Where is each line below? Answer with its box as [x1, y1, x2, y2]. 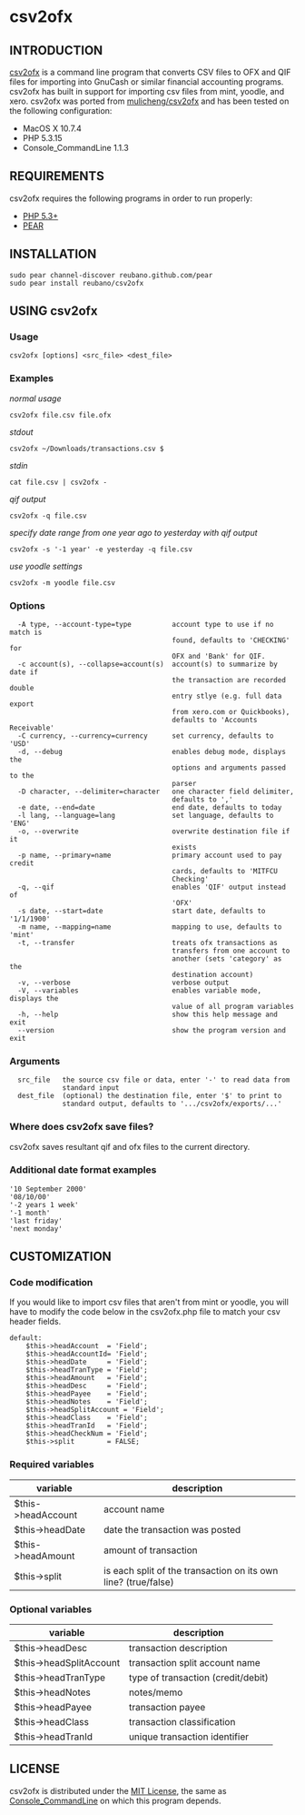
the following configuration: [9, 106, 113, 116]
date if [9, 667, 39, 677]
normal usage [9, 393, 62, 404]
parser [172, 779, 197, 788]
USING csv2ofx [9, 303, 98, 319]
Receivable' [9, 723, 54, 732]
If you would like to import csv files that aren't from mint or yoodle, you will [9, 1296, 289, 1307]
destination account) [172, 970, 254, 979]
